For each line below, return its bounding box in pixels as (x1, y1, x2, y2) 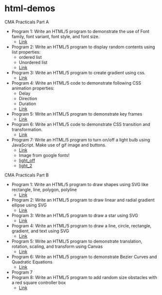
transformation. (11, 126, 43, 132)
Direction (18, 95, 37, 101)
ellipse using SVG (11, 202, 47, 208)
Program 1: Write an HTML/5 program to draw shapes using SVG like (11, 181, 148, 187)
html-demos (4, 3, 55, 14)
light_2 (18, 162, 32, 168)
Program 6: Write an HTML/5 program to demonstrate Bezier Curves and (11, 254, 157, 260)
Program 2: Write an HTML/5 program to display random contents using (11, 44, 155, 50)
